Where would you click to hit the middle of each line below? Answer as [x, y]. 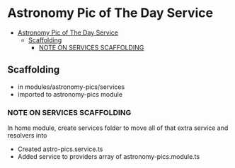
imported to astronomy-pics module [70, 94]
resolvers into [27, 136]
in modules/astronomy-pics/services [71, 87]
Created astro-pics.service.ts [60, 149]
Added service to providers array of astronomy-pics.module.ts [109, 157]
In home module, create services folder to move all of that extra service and [118, 128]
